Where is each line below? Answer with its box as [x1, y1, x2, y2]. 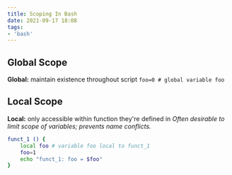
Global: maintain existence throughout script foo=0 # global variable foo [7, 75, 225, 84]
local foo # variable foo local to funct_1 [20, 142, 151, 149]
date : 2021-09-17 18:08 [7, 17, 78, 24]
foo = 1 [20, 149, 37, 156]
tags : [7, 23, 23, 30]
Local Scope [7, 96, 63, 108]
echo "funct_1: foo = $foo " [20, 155, 103, 163]
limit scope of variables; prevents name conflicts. [7, 122, 151, 130]
